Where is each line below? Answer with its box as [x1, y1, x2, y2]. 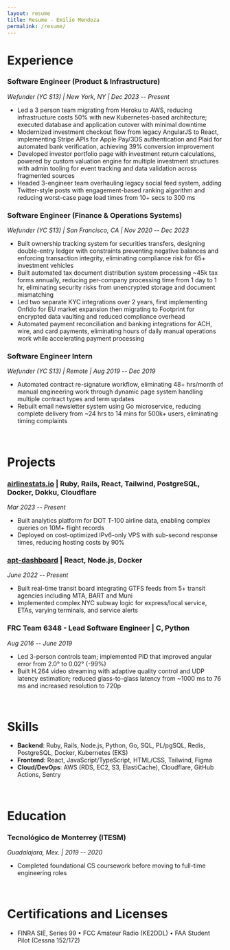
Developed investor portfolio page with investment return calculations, [16, 149, 216, 158]
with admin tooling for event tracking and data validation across [16, 164, 197, 172]
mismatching [16, 291, 54, 299]
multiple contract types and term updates [16, 395, 135, 403]
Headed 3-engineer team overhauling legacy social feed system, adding [16, 179, 222, 187]
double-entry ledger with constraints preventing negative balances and [16, 247, 218, 255]
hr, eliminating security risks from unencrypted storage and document [16, 283, 216, 292]
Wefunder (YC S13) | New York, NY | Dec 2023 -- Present [7, 92, 170, 100]
